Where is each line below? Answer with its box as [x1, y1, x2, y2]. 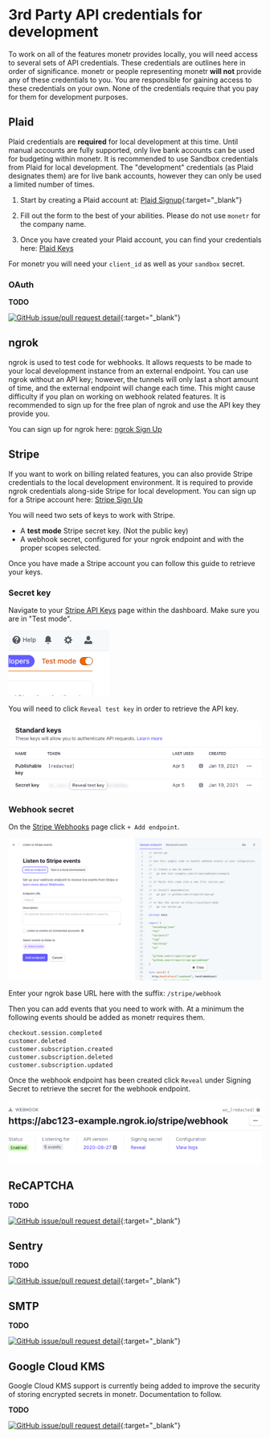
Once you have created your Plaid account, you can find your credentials [19, 235, 262, 244]
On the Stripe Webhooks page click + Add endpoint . [8, 822, 180, 832]
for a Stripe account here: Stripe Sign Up [8, 495, 143, 504]
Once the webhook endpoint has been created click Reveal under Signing [8, 1075, 252, 1085]
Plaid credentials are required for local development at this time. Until [8, 137, 239, 146]
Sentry [8, 1239, 43, 1252]
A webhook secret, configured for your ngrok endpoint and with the [19, 534, 244, 544]
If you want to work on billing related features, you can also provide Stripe [8, 469, 253, 479]
